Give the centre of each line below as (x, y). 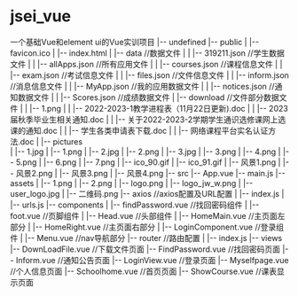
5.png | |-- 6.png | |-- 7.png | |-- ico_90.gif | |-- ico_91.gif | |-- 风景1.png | (148, 162)
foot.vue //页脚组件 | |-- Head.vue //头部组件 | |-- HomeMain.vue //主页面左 (148, 215)
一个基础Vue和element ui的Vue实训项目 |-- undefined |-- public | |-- (135, 42)
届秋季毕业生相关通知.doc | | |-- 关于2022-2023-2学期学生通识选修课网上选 (148, 119)
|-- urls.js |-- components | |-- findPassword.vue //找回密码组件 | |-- (135, 205)
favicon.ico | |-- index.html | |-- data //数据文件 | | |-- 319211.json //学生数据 (147, 53)
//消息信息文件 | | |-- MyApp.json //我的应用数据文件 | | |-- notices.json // (142, 86)
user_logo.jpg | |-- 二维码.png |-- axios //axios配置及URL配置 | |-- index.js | (147, 193)
